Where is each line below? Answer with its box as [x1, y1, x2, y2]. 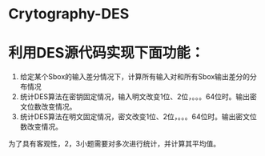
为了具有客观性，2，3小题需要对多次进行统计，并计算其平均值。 [8, 139, 221, 149]
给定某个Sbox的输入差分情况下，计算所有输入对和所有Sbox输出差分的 [19, 72, 251, 82]
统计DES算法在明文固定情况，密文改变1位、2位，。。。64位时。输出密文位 [19, 112, 258, 122]
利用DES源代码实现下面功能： [8, 44, 205, 62]
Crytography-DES [8, 5, 130, 23]
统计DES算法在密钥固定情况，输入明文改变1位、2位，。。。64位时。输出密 [19, 92, 258, 102]
